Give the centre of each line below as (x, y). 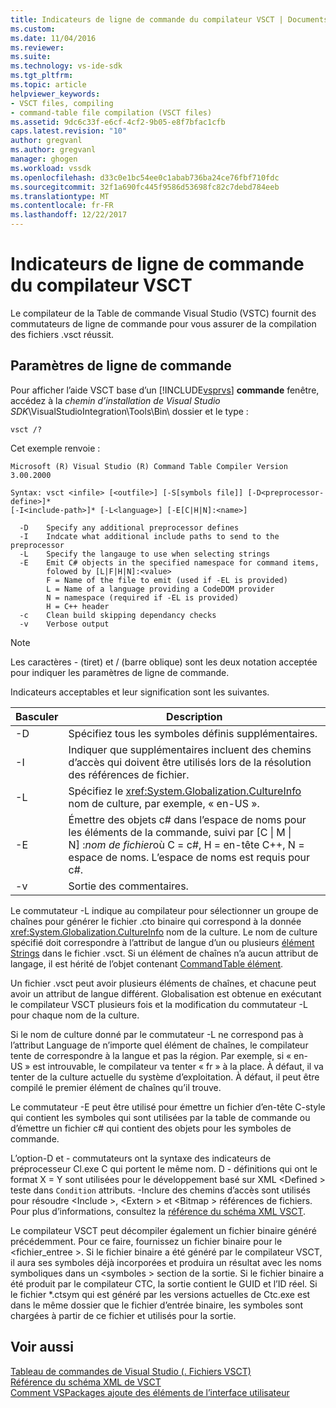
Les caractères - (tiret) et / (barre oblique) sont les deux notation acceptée (164, 662)
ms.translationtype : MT (60, 196)
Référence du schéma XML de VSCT (86, 1382)
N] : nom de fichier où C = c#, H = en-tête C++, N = (186, 844)
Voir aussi (42, 1347)
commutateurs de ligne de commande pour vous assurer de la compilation (163, 323)
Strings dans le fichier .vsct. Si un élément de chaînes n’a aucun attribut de (164, 953)
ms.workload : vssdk (51, 168)
